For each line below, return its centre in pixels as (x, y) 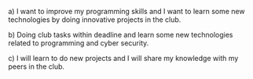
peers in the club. (37, 66)
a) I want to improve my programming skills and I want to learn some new (126, 11)
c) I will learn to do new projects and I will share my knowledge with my (123, 58)
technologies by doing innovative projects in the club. (95, 20)
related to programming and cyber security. (79, 43)
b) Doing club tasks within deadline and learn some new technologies (121, 35)
